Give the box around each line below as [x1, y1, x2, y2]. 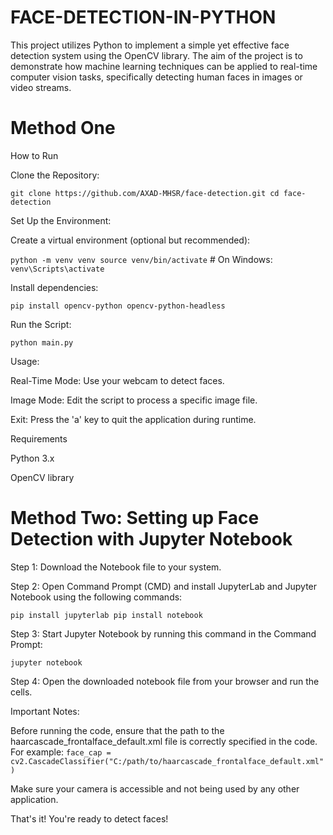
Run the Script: [10, 318, 72, 330]
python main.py [10, 337, 74, 348]
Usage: [10, 355, 40, 367]
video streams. [10, 81, 72, 93]
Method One [10, 117, 116, 140]
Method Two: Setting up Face [10, 507, 260, 530]
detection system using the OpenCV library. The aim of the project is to [10, 49, 303, 61]
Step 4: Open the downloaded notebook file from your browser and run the [10, 675, 320, 687]
